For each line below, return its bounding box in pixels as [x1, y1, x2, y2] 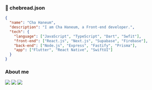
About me [5, 68, 29, 75]
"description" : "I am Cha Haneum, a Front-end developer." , [9, 25, 135, 30]
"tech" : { [9, 29, 29, 34]
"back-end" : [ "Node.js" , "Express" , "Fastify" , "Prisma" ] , [14, 43, 137, 48]
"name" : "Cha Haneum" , [9, 20, 56, 25]
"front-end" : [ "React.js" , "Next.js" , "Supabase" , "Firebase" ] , [14, 38, 148, 43]
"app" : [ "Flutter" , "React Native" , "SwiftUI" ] [14, 48, 113, 53]
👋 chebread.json [5, 4, 45, 11]
